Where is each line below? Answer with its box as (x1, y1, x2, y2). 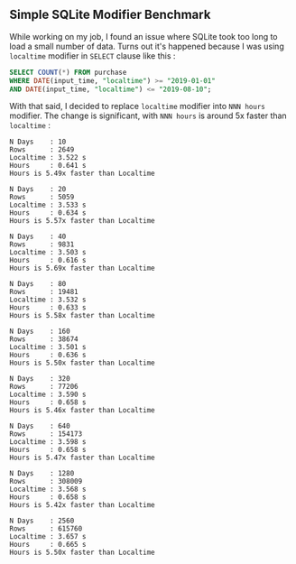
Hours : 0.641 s (9, 162, 88, 171)
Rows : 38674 (9, 335, 79, 344)
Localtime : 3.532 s (9, 295, 88, 305)
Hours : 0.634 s (9, 208, 88, 217)
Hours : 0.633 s (9, 303, 88, 312)
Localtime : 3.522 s (9, 153, 88, 162)
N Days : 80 (9, 280, 67, 289)
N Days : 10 (9, 137, 67, 147)
